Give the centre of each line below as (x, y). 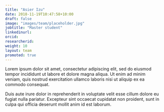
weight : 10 (16, 46)
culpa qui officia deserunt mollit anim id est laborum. (58, 104)
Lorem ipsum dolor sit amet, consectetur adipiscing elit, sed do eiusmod (78, 69)
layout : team (18, 50)
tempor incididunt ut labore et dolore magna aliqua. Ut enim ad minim (75, 74)
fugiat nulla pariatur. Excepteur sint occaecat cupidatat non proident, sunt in (82, 99)
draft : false (18, 19)
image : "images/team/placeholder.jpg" (45, 23)
